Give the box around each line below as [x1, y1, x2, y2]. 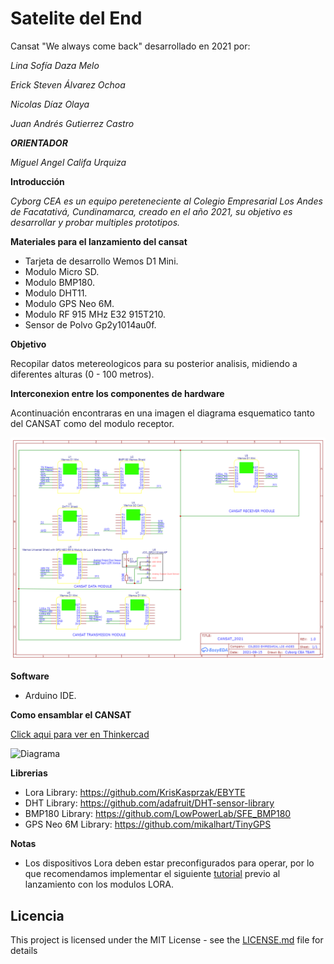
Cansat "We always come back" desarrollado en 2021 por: [10, 40, 251, 52]
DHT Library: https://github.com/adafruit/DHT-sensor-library [24, 797, 275, 809]
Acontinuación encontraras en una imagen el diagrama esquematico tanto [10, 407, 315, 419]
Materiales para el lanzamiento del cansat [10, 235, 188, 247]
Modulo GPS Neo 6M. [24, 297, 115, 309]
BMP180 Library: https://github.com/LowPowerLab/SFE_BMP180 [24, 808, 292, 820]
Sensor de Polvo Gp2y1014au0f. [24, 318, 157, 331]
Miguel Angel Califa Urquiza [10, 156, 127, 168]
